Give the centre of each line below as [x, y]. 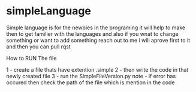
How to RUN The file [31, 58]
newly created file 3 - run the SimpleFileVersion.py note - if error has [91, 76]
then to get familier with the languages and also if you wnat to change [92, 33]
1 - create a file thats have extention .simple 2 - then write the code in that [97, 69]
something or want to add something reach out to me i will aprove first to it [98, 40]
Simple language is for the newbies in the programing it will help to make [96, 27]
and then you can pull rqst [38, 47]
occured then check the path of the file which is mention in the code [91, 82]
